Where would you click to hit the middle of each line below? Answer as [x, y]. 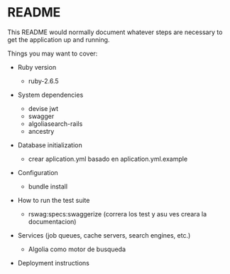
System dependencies [50, 95]
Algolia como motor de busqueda [77, 249]
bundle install [48, 186]
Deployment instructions [54, 263]
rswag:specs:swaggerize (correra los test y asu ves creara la [117, 214]
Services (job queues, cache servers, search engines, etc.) [104, 235]
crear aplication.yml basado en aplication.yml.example [108, 159]
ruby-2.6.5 [43, 81]
